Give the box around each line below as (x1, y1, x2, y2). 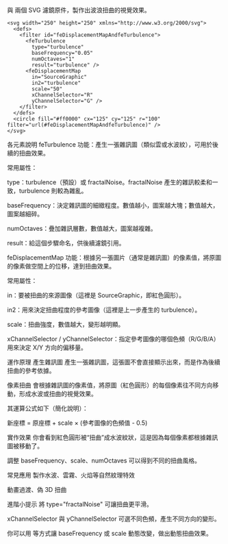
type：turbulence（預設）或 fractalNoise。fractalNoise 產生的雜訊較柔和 (7, 178, 212, 186)
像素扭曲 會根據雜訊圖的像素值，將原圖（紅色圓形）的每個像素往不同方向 (7, 381, 213, 389)
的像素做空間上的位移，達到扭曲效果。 (7, 262, 115, 270)
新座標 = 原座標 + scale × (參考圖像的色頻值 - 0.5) (7, 419, 148, 427)
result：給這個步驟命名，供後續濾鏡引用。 (7, 239, 125, 247)
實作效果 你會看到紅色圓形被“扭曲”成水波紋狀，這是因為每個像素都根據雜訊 (7, 434, 218, 441)
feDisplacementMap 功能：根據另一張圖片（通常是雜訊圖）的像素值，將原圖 (7, 254, 222, 262)
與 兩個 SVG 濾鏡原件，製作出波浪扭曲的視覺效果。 (7, 6, 151, 14)
